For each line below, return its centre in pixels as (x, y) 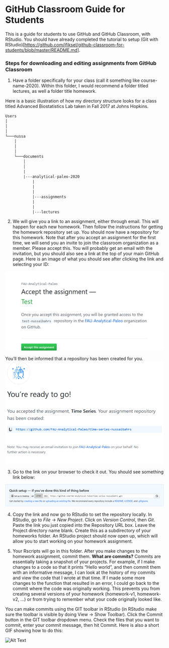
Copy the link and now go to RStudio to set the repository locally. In (82, 514)
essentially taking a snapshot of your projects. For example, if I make (83, 562)
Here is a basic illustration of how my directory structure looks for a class (81, 101)
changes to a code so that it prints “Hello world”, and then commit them (87, 567)
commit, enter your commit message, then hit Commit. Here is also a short (82, 625)
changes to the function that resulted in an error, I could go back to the (86, 583)
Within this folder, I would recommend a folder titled (95, 86)
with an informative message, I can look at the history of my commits (84, 572)
